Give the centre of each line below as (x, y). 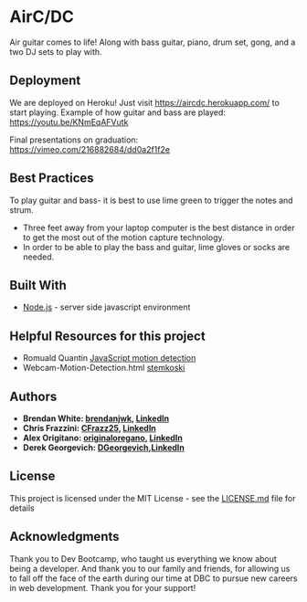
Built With (38, 285)
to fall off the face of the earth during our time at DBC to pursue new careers (153, 578)
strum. (21, 210)
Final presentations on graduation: (74, 140)
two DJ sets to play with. (56, 51)
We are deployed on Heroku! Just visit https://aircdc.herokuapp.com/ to (145, 102)
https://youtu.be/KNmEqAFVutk (69, 121)
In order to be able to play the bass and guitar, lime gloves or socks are (156, 247)
